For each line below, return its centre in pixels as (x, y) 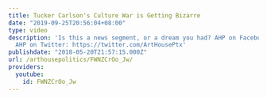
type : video (28, 30)
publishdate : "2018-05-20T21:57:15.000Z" (78, 52)
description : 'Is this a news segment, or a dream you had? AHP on (122, 38)
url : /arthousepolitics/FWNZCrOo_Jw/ (71, 60)
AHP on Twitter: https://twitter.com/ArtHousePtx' (101, 45)
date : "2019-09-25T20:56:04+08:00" (67, 23)
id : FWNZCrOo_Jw (50, 81)
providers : (26, 67)
